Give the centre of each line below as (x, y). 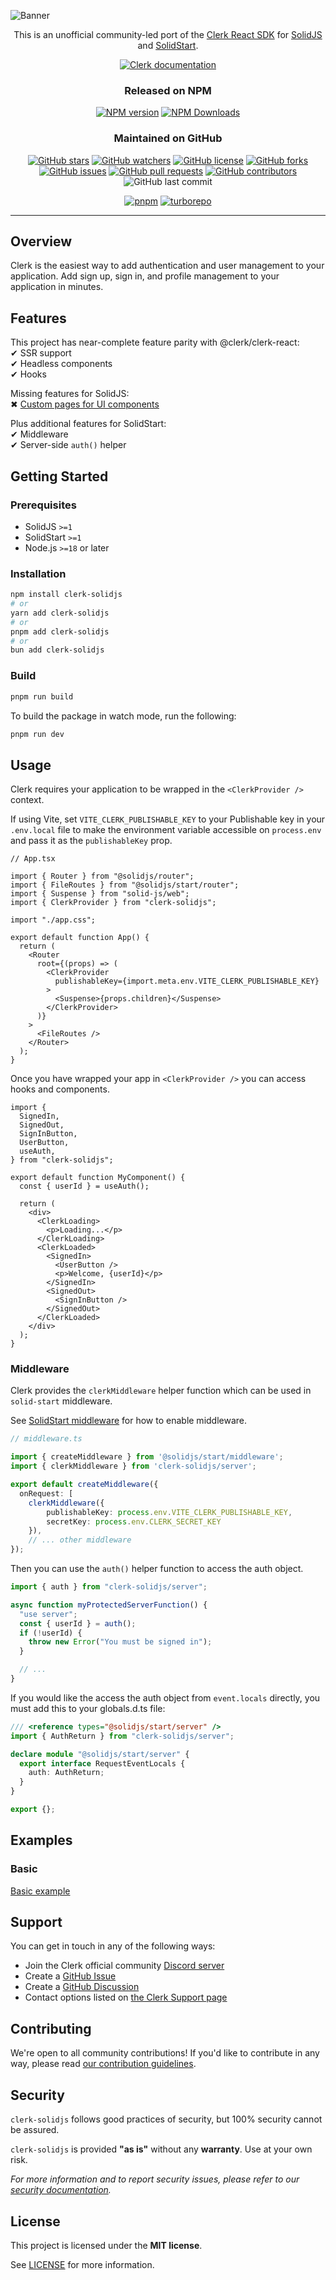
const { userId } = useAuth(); (84, 1186)
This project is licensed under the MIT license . (106, 2245)
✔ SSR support (41, 353)
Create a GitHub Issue (70, 1976)
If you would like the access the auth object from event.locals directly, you (165, 1697)
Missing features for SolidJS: (70, 394)
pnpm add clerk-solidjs (60, 631)
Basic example (40, 1891)
